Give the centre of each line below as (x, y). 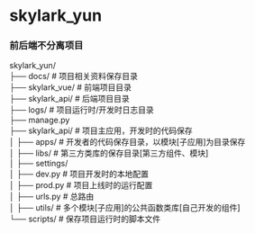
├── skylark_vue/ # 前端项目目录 (71, 87)
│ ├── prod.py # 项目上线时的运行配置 (81, 185)
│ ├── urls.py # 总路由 (52, 197)
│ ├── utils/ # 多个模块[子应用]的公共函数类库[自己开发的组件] (125, 208)
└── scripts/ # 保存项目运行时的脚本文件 (85, 219)
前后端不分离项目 (46, 46)
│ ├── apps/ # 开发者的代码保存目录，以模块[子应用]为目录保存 (127, 142)
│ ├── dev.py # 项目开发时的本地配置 (79, 174)
